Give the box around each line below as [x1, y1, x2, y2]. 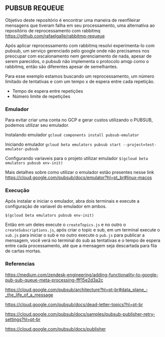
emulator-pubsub [5, 147, 39, 152]
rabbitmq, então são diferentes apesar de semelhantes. [5, 63, 118, 69]
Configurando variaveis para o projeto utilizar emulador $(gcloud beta [5, 156, 148, 162]
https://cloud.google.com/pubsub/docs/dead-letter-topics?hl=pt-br [5, 301, 143, 307]
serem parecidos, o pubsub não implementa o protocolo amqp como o [5, 58, 149, 64]
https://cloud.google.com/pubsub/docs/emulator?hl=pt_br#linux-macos [5, 174, 152, 180]
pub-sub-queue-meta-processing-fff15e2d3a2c [5, 277, 104, 283]
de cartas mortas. [5, 248, 42, 254]
